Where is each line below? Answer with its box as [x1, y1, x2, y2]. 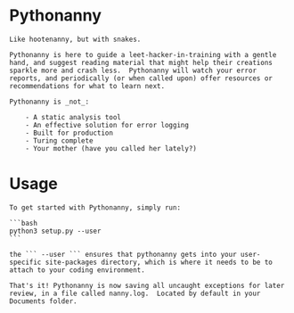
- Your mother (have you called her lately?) [25, 144, 198, 152]
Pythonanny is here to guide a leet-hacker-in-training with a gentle [9, 50, 277, 59]
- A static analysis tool [25, 112, 122, 121]
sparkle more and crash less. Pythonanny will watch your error [9, 66, 257, 75]
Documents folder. [9, 296, 78, 306]
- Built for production [25, 128, 114, 137]
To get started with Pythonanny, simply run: [9, 202, 181, 212]
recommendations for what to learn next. [9, 81, 166, 90]
